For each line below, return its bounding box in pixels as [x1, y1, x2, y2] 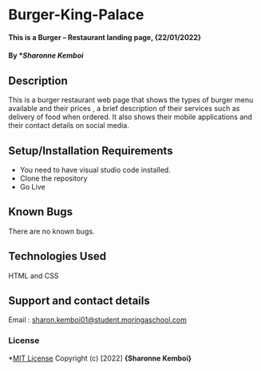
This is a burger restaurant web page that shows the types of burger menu [8, 95, 254, 105]
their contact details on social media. [8, 121, 129, 130]
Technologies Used [8, 249, 106, 263]
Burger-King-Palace [8, 6, 144, 24]
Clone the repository [19, 174, 88, 183]
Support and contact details [8, 294, 150, 308]
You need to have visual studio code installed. [19, 166, 172, 174]
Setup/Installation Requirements [8, 144, 173, 158]
